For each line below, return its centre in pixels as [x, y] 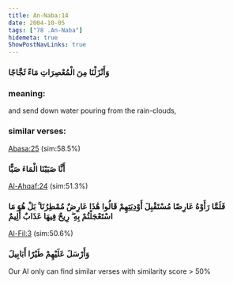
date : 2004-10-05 [37, 23]
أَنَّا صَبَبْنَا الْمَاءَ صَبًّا [37, 169]
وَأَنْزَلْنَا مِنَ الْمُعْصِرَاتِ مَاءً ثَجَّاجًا [59, 73]
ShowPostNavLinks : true [47, 45]
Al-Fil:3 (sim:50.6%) [41, 234]
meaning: [27, 93]
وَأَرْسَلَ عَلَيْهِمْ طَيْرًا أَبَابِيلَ [49, 254]
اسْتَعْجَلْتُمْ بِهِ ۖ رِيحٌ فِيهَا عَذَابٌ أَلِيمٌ [60, 216]
